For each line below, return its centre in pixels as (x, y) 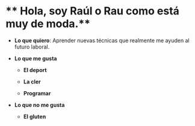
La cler (32, 82)
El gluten (35, 116)
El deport (35, 70)
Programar (37, 93)
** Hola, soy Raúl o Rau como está (93, 11)
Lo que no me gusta (39, 105)
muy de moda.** (48, 24)
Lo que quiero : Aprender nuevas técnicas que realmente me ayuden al (102, 40)
